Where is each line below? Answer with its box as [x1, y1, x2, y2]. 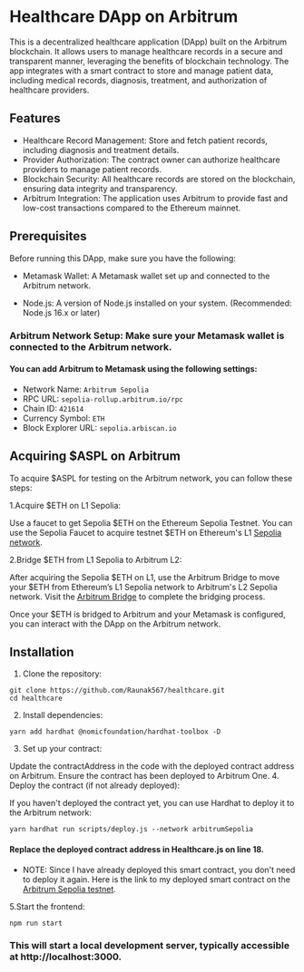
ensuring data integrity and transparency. [22, 183, 178, 194]
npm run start [9, 919, 64, 928]
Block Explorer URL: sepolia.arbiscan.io [22, 422, 177, 433]
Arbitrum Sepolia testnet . [22, 883, 116, 894]
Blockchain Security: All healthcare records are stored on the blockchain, [22, 173, 296, 184]
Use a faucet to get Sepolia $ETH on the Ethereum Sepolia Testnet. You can [9, 517, 293, 528]
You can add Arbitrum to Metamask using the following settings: [9, 364, 258, 374]
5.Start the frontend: [9, 900, 85, 912]
